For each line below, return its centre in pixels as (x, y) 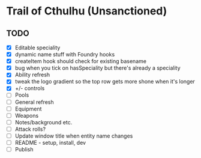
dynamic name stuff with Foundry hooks (65, 55)
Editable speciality (37, 47)
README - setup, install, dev (50, 142)
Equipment (28, 109)
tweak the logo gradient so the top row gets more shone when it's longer (105, 82)
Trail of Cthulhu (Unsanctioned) (87, 11)
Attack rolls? (30, 129)
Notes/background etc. (43, 122)
